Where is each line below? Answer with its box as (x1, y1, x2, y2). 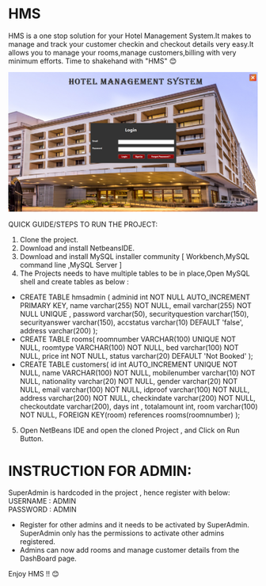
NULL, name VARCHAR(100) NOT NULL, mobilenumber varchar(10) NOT (19, 368, 256, 378)
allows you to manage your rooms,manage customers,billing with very (8, 48, 237, 57)
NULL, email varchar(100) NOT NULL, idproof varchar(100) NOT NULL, (19, 385, 250, 394)
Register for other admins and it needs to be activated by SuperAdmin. (19, 520, 249, 530)
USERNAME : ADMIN (8, 497, 77, 506)
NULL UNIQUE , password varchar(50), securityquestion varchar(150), (19, 310, 249, 319)
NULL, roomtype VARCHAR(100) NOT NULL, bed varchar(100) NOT (19, 343, 239, 352)
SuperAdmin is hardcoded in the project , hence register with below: (8, 488, 231, 497)
